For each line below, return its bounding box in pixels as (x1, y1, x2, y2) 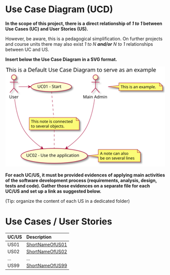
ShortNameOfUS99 (26, 263, 67, 269)
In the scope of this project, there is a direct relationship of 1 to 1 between (5, 20, 162, 26)
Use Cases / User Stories (5, 216, 113, 227)
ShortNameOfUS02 (26, 248, 67, 255)
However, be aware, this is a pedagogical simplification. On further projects (5, 36, 163, 42)
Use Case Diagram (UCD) (5, 4, 113, 15)
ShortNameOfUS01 (26, 241, 67, 248)
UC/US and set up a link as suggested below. (5, 188, 101, 194)
